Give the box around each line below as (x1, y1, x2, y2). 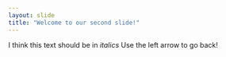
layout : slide (8, 11, 56, 20)
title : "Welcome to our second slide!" (8, 19, 140, 27)
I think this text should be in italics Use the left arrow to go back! (8, 40, 218, 49)
